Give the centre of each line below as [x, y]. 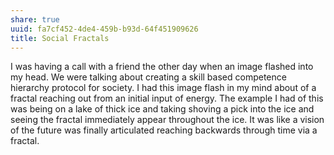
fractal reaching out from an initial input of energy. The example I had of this [167, 98]
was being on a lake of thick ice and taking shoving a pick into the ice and [162, 109]
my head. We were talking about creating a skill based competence [148, 77]
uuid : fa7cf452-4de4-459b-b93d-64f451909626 [104, 29]
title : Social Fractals [60, 38]
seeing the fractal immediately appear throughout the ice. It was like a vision [167, 120]
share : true [35, 19]
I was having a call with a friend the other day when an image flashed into [162, 67]
